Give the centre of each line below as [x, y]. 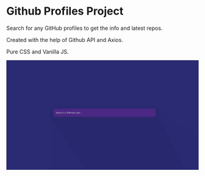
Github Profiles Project [65, 11]
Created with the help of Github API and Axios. [65, 40]
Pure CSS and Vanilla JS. [38, 51]
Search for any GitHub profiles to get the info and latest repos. [85, 28]
